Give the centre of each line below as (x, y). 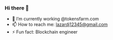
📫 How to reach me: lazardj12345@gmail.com (60, 24)
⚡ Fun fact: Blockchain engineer (45, 32)
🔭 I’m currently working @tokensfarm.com (55, 19)
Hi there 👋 (17, 8)
